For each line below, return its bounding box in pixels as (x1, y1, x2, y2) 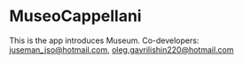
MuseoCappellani (9, 6, 142, 26)
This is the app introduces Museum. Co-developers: (9, 35, 200, 46)
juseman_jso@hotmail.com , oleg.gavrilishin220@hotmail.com (9, 44, 234, 54)
